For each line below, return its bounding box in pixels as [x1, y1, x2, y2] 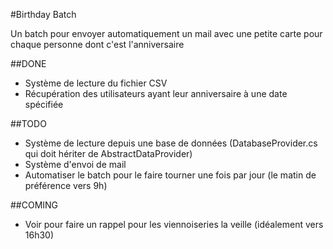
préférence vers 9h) [24, 180, 108, 191]
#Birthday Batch [10, 9, 77, 20]
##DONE [10, 58, 47, 69]
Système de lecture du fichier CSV [24, 77, 168, 89]
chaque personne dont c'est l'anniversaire [10, 39, 185, 50]
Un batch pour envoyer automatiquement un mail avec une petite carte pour [10, 28, 323, 39]
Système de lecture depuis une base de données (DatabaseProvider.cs [24, 137, 318, 149]
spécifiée [24, 99, 64, 110]
